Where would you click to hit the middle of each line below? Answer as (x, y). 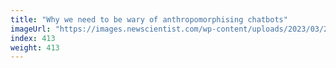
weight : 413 (35, 47)
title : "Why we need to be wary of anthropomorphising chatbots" (149, 19)
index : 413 (33, 38)
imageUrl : (31, 29)
